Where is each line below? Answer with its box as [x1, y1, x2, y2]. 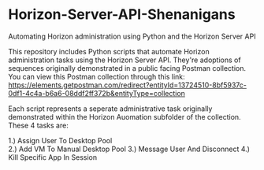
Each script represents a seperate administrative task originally [8, 104, 213, 113]
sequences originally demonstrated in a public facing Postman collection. [8, 63, 247, 72]
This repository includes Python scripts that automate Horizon [8, 46, 210, 56]
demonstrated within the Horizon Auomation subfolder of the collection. [8, 112, 242, 121]
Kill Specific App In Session [8, 152, 98, 162]
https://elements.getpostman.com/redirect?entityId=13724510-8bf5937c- [8, 80, 247, 90]
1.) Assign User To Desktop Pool [8, 135, 113, 145]
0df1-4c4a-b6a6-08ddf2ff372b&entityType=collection [8, 88, 185, 98]
